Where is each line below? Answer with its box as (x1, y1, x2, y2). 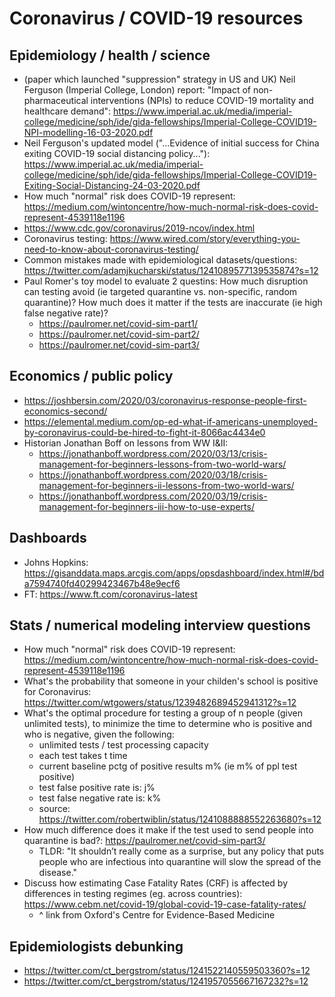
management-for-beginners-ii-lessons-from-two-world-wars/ (38, 479, 295, 491)
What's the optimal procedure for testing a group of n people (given (23, 707, 303, 719)
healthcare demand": (23, 105, 112, 117)
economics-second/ (23, 405, 108, 417)
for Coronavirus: (23, 686, 92, 698)
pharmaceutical (23, 95, 89, 106)
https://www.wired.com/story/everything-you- (109, 233, 301, 244)
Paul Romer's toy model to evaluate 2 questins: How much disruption (23, 275, 309, 287)
